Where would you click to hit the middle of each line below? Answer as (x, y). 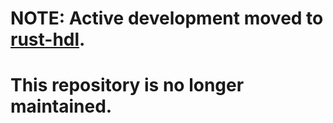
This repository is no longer (127, 85)
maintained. (61, 106)
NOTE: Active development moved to (167, 18)
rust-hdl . (48, 39)
